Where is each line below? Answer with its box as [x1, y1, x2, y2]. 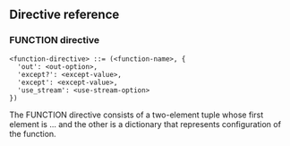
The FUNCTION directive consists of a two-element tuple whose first [9, 109, 264, 120]
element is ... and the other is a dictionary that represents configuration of [9, 118, 282, 129]
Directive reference [9, 7, 120, 22]
